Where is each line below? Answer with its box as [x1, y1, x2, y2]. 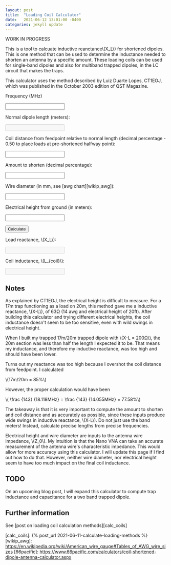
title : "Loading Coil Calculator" [5, 12, 81, 17]
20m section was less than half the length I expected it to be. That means [5, 340, 160, 346]
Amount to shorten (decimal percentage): [5, 162, 93, 168]
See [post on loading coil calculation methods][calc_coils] [5, 522, 127, 529]
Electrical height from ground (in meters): [5, 204, 93, 210]
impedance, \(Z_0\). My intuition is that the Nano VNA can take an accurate [5, 438, 164, 444]
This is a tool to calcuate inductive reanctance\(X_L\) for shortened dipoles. [5, 46, 164, 52]
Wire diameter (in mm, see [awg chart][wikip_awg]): [5, 183, 115, 189]
